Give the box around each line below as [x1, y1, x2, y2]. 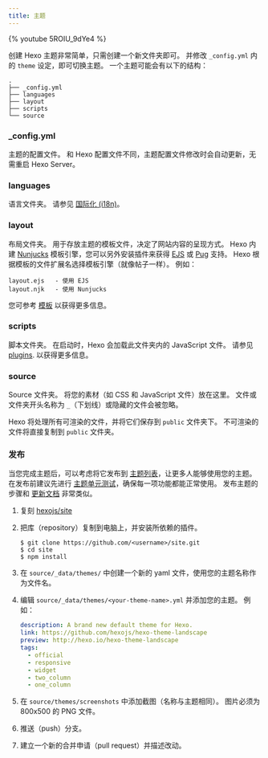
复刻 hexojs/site [19, 506, 72, 516]
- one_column [27, 681, 71, 689]
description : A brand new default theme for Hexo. [19, 621, 193, 630]
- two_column [27, 674, 71, 682]
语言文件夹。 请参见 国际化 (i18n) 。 [8, 199, 124, 209]
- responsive [27, 658, 71, 666]
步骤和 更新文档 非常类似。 [8, 489, 97, 499]
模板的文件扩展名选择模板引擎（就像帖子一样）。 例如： [14, 259, 197, 269]
